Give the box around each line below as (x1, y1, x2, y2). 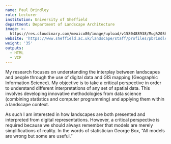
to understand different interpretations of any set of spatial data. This (5, 85, 150, 91)
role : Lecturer (5, 12, 38, 17)
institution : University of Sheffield (5, 17, 88, 22)
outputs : (5, 45, 24, 51)
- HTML (10, 50, 24, 55)
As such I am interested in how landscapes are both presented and (5, 111, 146, 117)
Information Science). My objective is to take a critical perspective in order (5, 80, 162, 86)
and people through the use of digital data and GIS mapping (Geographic (5, 75, 158, 81)
